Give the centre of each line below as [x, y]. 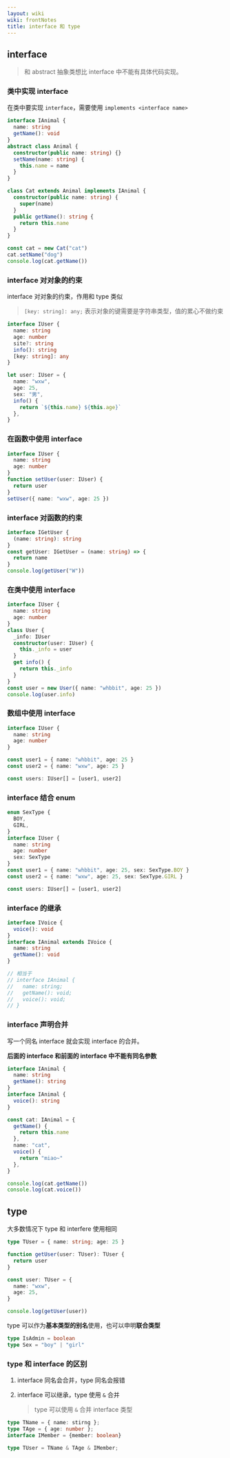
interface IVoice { [35, 923]
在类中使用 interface [41, 589]
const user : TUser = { [40, 1280]
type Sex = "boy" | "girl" [46, 1345]
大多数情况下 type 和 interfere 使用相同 [62, 1229]
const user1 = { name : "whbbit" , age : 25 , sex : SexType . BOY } [98, 870]
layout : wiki [26, 13]
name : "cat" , [32, 1145]
